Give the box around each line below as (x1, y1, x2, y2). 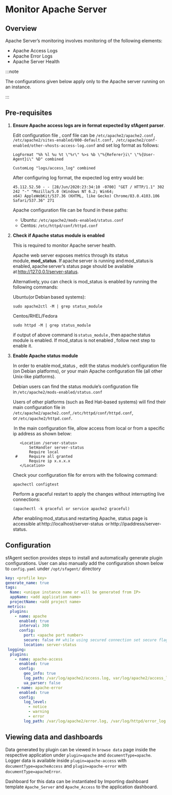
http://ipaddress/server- (110, 520, 162, 527)
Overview (5, 24, 37, 33)
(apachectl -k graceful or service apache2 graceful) (12, 506, 130, 511)
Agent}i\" (12, 157, 34, 162)
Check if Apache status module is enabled (12, 232, 105, 238)
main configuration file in (12, 404, 66, 410)
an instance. (5, 84, 32, 90)
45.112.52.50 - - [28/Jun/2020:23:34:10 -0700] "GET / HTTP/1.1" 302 (12, 184, 165, 189)
